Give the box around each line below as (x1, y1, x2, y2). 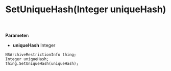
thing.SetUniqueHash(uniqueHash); (5, 61, 79, 66)
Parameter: (5, 32, 30, 39)
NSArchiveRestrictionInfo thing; (5, 52, 77, 57)
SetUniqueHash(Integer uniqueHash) (5, 4, 166, 15)
